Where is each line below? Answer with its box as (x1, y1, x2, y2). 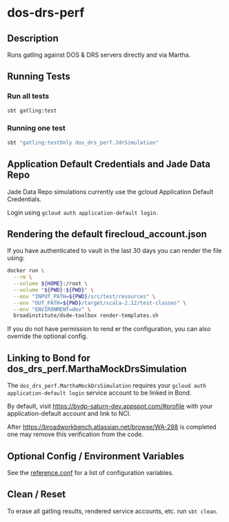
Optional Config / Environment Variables (7, 450, 185, 462)
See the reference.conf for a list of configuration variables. (7, 468, 174, 476)
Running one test (7, 123, 66, 133)
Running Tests (7, 71, 70, 82)
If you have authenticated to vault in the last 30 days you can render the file (7, 247, 222, 255)
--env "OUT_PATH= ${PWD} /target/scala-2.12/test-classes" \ (13, 299, 187, 306)
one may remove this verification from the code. (7, 430, 143, 438)
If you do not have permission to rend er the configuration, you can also (7, 325, 211, 333)
